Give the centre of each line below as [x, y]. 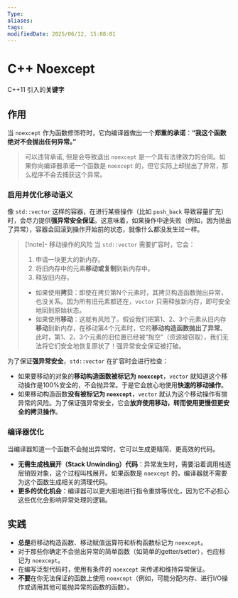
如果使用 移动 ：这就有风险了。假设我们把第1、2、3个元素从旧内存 [131, 319]
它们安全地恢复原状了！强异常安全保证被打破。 [117, 346]
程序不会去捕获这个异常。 [69, 174]
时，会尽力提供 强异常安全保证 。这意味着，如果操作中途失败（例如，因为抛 [116, 221]
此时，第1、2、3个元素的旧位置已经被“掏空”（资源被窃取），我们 [129, 337]
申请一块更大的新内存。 [70, 260]
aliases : [20, 21]
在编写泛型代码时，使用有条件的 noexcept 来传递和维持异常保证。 [113, 570]
